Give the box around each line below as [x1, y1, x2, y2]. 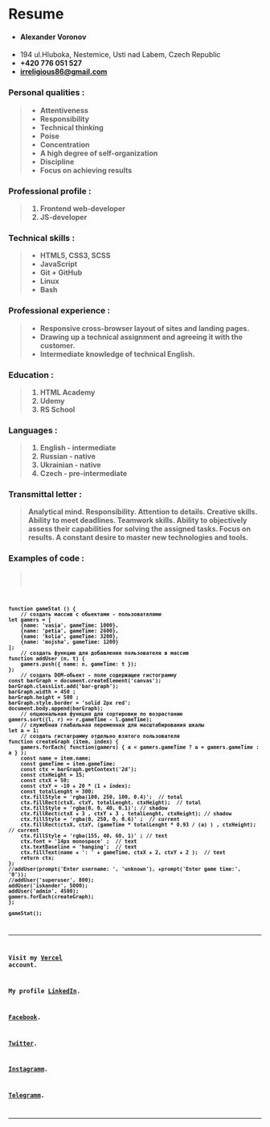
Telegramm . [8, 1092, 45, 1100]
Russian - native [39, 452, 96, 462]
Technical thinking [39, 122, 104, 132]
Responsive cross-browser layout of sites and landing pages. [39, 323, 250, 333]
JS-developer [39, 212, 88, 222]
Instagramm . [8, 1065, 48, 1074]
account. [8, 961, 38, 969]
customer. [39, 340, 76, 350]
